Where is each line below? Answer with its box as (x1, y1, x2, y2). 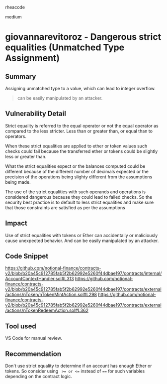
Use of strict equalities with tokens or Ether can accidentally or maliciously (5, 232, 158, 238)
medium (5, 14, 22, 19)
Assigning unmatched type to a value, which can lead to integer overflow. (5, 86, 156, 91)
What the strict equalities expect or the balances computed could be (5, 163, 146, 169)
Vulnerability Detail (5, 110, 66, 118)
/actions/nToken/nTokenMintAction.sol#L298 (5, 291, 97, 298)
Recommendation (5, 350, 61, 358)
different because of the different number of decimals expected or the (5, 168, 149, 174)
